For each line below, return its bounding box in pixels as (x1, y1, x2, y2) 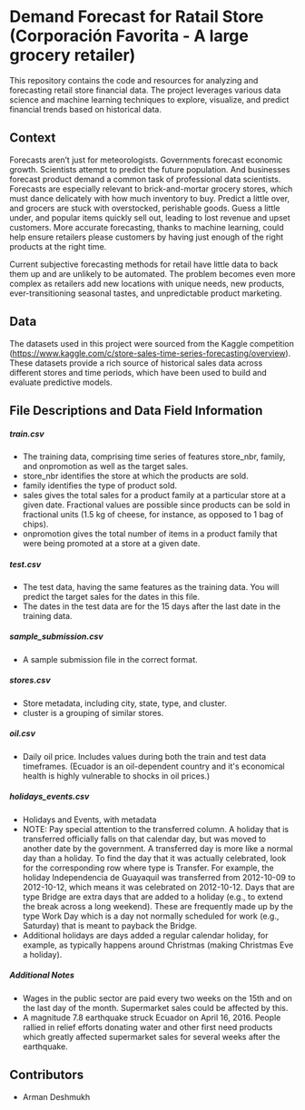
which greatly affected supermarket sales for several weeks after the (22, 1031, 280, 1042)
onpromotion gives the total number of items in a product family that (22, 528, 279, 539)
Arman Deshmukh (22, 1091, 91, 1102)
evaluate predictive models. (9, 377, 113, 388)
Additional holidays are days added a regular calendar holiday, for (22, 929, 269, 940)
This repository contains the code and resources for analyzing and (9, 74, 259, 85)
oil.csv (9, 728, 36, 739)
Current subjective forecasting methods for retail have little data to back (9, 259, 279, 270)
